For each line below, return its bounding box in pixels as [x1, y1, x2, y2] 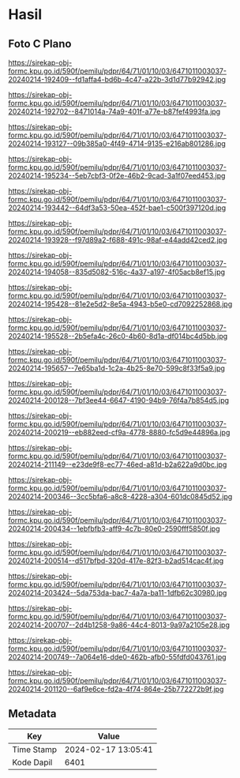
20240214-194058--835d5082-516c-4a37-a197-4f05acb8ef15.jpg [8, 267, 226, 276]
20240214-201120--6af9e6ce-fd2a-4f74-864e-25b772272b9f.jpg [8, 685, 224, 693]
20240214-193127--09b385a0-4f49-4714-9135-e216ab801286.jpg [8, 139, 227, 148]
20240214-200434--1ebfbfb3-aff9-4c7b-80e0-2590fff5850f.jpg [8, 524, 220, 533]
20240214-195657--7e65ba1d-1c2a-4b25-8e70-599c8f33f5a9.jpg [8, 363, 225, 373]
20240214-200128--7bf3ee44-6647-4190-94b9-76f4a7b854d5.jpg [8, 396, 230, 404]
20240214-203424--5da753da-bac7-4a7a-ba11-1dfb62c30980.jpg [8, 588, 227, 597]
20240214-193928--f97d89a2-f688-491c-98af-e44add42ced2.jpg [8, 235, 227, 244]
